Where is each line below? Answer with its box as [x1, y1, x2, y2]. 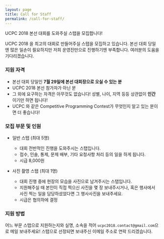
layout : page [5, 7, 32, 12]
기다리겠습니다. [5, 53, 34, 59]
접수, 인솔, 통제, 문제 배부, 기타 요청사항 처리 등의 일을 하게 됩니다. [19, 151, 146, 157]
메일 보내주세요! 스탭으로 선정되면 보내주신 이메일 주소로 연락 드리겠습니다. [10, 229, 153, 235]
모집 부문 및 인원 [5, 123, 41, 130]
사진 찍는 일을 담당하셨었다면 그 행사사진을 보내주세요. [19, 190, 123, 196]
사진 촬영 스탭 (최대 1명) [12, 168, 58, 174]
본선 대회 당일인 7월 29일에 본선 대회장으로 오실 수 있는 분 [12, 79, 122, 84]
